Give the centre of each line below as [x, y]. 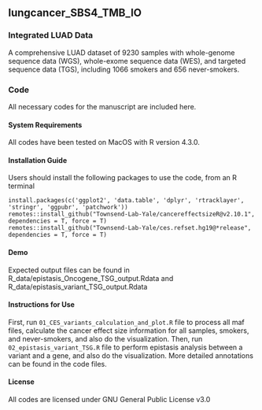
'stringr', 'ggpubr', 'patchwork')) [68, 208]
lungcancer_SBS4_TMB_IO [75, 13]
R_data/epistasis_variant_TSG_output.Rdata [78, 286]
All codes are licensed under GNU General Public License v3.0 [109, 399]
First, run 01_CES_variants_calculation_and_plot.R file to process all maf [127, 322]
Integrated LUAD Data [51, 35]
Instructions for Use [41, 305]
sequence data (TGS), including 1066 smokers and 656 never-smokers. [124, 69]
